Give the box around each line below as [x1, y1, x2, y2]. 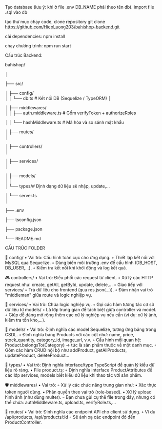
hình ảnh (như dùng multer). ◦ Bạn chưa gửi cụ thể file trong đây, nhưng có [5, 394, 155, 400]
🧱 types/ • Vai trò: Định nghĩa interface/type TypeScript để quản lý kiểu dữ [5, 362, 155, 368]
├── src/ [5, 81, 23, 86]
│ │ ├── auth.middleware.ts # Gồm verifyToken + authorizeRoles [5, 110, 136, 116]
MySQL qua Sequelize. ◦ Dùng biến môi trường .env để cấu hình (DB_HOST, [5, 260, 158, 266]
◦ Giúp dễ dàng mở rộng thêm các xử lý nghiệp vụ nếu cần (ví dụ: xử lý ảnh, [5, 312, 158, 318]
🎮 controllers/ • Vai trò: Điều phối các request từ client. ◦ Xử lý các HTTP [5, 275, 153, 280]
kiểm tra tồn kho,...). [5, 317, 45, 323]
